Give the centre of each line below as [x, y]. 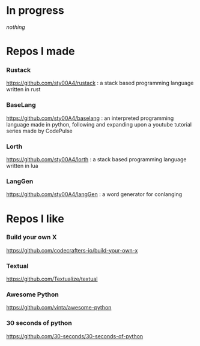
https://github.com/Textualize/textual [52, 279]
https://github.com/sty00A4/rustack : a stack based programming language [100, 83]
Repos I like [35, 219]
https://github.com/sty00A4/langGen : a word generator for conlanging [94, 194]
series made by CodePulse [40, 131]
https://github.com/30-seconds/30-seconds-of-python [75, 336]
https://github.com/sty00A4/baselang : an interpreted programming [90, 118]
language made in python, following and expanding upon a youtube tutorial [99, 124]
